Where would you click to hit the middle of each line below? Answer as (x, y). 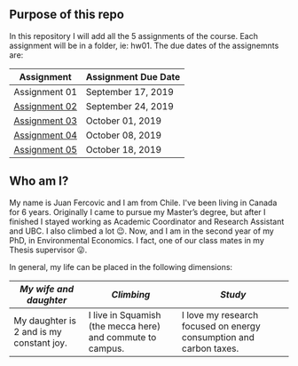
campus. (106, 348)
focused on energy (221, 326)
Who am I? (39, 181)
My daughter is (45, 321)
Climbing (131, 294)
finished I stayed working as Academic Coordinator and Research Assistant (147, 221)
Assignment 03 (46, 121)
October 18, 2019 (124, 149)
